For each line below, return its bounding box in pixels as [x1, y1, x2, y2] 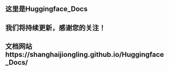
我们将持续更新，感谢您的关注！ [5, 23, 106, 32]
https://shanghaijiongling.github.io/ [5, 50, 122, 59]
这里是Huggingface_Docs [5, 5, 88, 14]
